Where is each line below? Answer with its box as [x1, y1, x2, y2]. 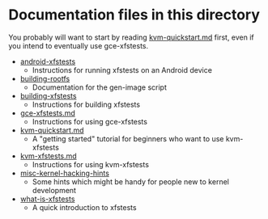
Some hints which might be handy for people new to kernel [32, 176, 229, 187]
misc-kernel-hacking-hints [19, 168, 109, 178]
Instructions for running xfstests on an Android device [32, 65, 213, 74]
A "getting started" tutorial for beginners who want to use [32, 133, 224, 143]
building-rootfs [19, 74, 70, 83]
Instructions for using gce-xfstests [32, 116, 148, 126]
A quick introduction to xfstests [32, 202, 137, 212]
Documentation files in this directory [8, 6, 261, 24]
